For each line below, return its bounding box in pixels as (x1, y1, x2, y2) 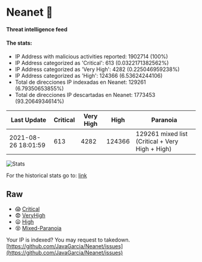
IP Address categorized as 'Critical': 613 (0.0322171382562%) (14, 59, 169, 66)
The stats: (6, 39, 32, 47)
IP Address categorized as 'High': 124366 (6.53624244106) (14, 72, 163, 79)
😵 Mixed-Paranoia (14, 224, 62, 231)
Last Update (11, 116, 47, 124)
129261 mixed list (135, 129, 188, 138)
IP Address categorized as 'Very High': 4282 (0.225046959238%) (14, 66, 180, 73)
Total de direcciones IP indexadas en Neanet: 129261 (14, 78, 146, 86)
